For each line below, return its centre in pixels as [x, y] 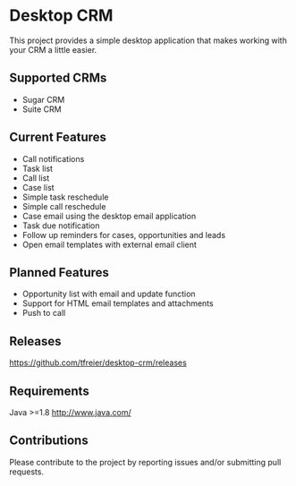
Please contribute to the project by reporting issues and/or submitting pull [145, 462]
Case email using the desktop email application [109, 216]
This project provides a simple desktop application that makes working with [148, 40]
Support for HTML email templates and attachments [118, 303]
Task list [38, 168]
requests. [27, 472]
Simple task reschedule [65, 197]
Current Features [58, 137]
